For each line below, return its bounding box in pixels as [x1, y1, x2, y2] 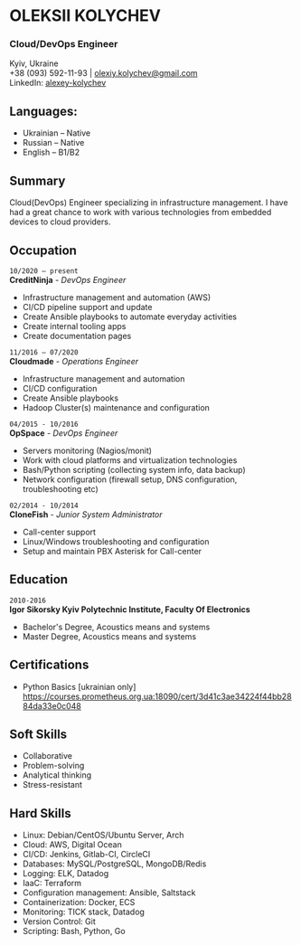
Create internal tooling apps [22, 320, 127, 331]
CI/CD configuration [22, 383, 98, 393]
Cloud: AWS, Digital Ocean [22, 839, 122, 850]
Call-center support [22, 526, 97, 537]
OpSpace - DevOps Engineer [9, 427, 118, 439]
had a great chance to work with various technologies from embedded [9, 207, 272, 218]
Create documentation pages [22, 330, 132, 341]
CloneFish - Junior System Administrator [9, 508, 163, 520]
